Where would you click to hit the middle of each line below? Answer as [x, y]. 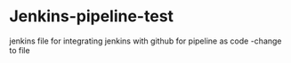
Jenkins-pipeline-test [92, 16]
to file [20, 50]
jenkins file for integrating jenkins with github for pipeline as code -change [145, 41]
